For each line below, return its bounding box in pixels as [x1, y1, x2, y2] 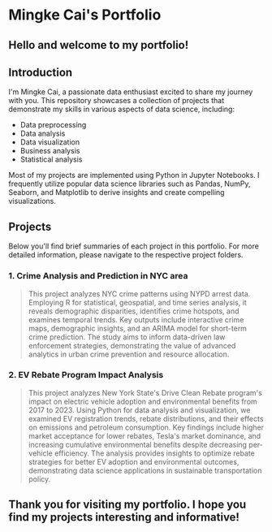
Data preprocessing [19, 120, 87, 130]
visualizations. [8, 197, 57, 206]
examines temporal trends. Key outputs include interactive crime [28, 314, 244, 324]
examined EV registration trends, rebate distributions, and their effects [28, 413, 264, 423]
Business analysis [19, 146, 80, 156]
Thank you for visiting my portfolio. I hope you [8, 498, 247, 512]
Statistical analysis [19, 154, 83, 164]
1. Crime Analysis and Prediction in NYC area [8, 270, 188, 282]
